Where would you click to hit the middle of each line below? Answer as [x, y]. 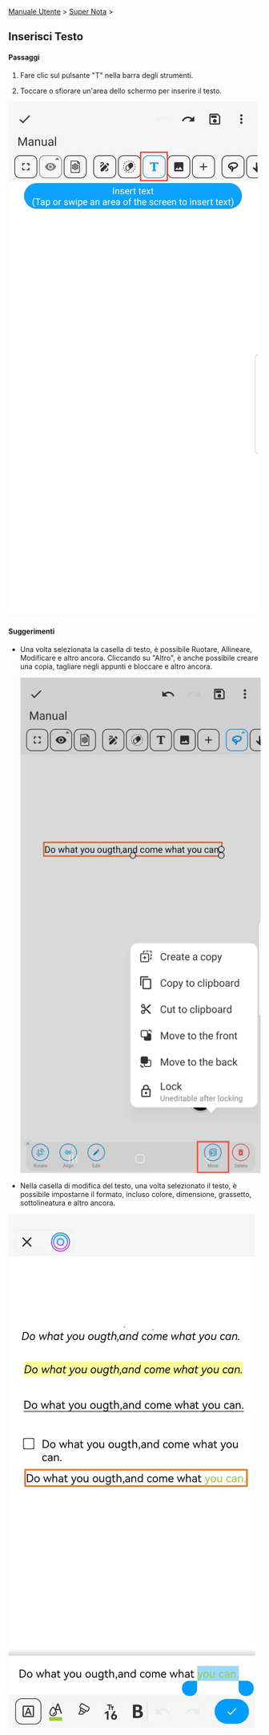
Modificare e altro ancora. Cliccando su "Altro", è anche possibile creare [139, 658]
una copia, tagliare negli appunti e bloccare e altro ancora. [116, 666]
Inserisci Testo [46, 37]
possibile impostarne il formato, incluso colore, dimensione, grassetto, [136, 1195]
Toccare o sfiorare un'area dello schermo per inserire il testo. [121, 91]
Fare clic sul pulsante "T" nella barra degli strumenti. [106, 75]
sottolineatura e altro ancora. [68, 1203]
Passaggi [24, 57]
